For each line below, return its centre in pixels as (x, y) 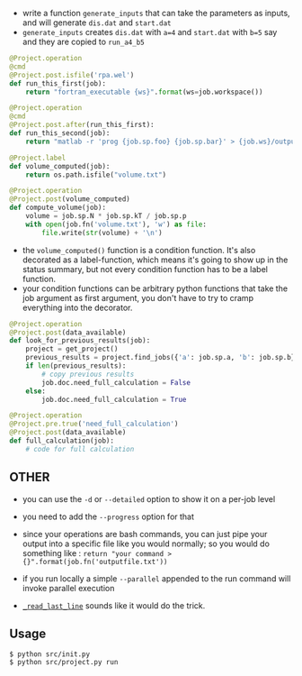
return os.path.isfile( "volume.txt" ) (96, 175)
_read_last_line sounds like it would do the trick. (114, 605)
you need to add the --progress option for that (108, 516)
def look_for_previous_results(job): (80, 341)
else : (36, 391)
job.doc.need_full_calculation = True (114, 399)
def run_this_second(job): (60, 133)
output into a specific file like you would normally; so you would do (146, 544)
